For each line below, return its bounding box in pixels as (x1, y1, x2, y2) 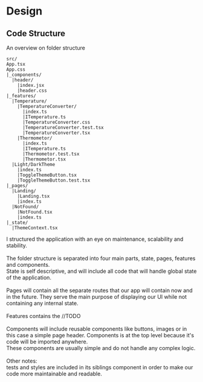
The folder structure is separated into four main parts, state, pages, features (6, 255, 196, 262)
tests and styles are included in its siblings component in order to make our (6, 364, 193, 371)
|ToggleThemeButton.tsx (17, 172, 77, 178)
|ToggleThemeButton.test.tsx (17, 177, 91, 183)
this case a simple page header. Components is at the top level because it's (6, 332, 195, 339)
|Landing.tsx (17, 193, 50, 199)
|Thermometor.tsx (22, 156, 66, 162)
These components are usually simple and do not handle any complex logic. (6, 345, 196, 351)
